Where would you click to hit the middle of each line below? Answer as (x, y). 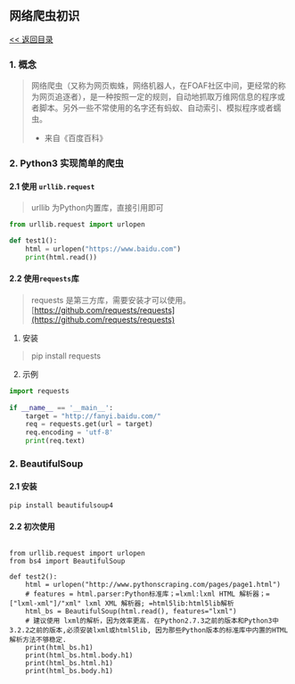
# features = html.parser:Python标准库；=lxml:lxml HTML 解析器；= (147, 594)
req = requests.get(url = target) (89, 424)
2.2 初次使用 (32, 526)
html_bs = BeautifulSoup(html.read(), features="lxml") (131, 612)
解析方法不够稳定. (38, 640)
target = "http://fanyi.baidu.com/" (94, 416)
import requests (39, 391)
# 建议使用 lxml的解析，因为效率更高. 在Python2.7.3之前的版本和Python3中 (152, 621)
